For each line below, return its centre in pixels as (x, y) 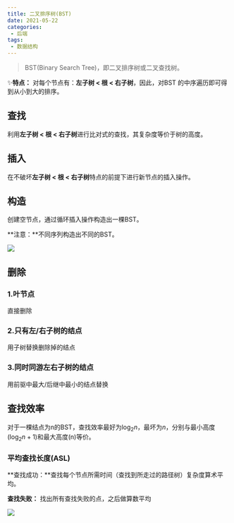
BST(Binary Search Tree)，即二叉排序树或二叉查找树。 (104, 67)
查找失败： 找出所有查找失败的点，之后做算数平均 (79, 499)
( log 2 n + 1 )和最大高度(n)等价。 (51, 438)
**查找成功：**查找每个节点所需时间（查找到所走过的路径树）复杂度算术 (112, 475)
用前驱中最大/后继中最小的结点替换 (58, 384)
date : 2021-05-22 (33, 20)
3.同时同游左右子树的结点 (50, 368)
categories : (25, 27)
